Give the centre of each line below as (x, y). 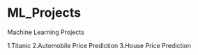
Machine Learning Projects (46, 32)
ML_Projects (44, 13)
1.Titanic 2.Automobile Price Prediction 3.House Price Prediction (99, 45)
